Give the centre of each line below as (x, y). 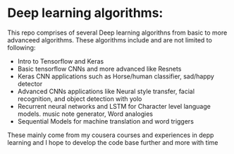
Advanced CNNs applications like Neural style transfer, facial (106, 91)
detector (30, 83)
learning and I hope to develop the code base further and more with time (113, 142)
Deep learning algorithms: (85, 13)
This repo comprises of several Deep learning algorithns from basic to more (117, 32)
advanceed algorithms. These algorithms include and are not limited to (110, 40)
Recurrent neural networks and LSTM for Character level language (114, 106)
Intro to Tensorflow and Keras (61, 61)
